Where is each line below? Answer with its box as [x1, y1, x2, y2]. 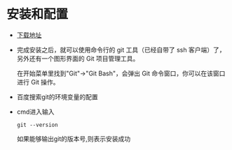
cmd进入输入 [16, 107, 55, 116]
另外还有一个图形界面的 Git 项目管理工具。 [16, 54, 139, 63]
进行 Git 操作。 [16, 77, 60, 86]
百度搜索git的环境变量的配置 [16, 92, 99, 101]
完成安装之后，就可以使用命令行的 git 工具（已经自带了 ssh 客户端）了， [16, 45, 226, 54]
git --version [16, 121, 58, 128]
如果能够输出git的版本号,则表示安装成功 [16, 134, 131, 143]
